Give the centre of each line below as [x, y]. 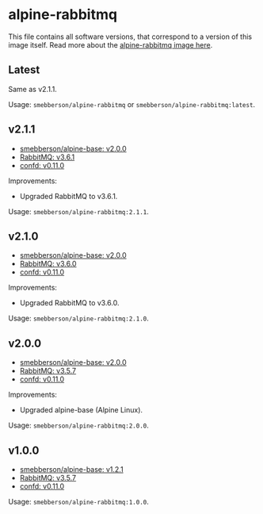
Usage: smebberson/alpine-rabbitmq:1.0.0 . [78, 502]
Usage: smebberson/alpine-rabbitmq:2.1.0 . [78, 318]
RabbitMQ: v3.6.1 [47, 157]
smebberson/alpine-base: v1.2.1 [72, 469]
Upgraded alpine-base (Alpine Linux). [81, 410]
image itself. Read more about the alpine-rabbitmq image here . [111, 44]
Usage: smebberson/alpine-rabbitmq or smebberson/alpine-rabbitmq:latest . [132, 104]
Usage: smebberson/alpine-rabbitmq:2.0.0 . [78, 425]
